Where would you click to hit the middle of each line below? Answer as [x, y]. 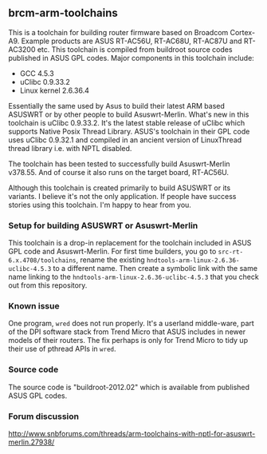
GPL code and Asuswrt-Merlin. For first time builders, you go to [112, 252]
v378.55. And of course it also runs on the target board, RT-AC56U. [119, 172]
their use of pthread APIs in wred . [63, 349]
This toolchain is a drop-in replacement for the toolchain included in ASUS [130, 243]
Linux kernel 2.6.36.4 [55, 90]
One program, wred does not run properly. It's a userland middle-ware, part [132, 324]
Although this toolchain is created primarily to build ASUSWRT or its [120, 188]
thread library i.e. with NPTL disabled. [70, 148]
